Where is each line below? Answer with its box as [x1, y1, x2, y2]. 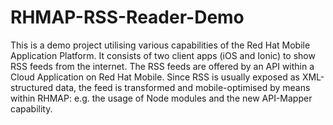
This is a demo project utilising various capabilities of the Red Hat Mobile [10, 39, 311, 51]
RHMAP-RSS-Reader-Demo [10, 6, 245, 29]
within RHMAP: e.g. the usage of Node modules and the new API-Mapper [10, 92, 313, 104]
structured [10, 81, 54, 93]
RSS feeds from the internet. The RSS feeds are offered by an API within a [10, 60, 315, 72]
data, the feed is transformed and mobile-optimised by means [55, 81, 311, 93]
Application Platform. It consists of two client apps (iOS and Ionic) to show [10, 49, 316, 61]
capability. [10, 102, 53, 115]
